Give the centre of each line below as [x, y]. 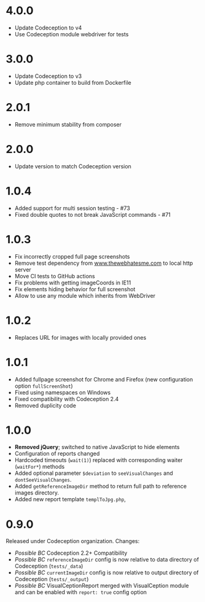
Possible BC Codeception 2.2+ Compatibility [71, 553]
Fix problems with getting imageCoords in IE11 [73, 283]
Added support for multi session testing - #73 [72, 208]
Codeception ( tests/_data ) [49, 566]
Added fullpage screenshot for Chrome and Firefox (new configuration [104, 379]
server [23, 269]
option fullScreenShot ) [44, 386]
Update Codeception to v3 [48, 76]
